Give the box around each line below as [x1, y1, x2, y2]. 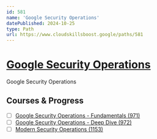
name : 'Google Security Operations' [6, 15, 100, 21]
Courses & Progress [6, 96, 84, 106]
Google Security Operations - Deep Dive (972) [15, 118, 133, 126]
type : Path [6, 26, 34, 32]
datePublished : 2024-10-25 [6, 20, 75, 26]
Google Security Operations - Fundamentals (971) [15, 112, 141, 119]
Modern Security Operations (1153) [15, 126, 104, 133]
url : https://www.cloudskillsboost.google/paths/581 [6, 32, 144, 38]
